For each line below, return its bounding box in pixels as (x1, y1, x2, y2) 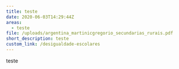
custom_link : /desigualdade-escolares (6, 42, 100, 47)
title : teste (6, 8, 38, 15)
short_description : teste (6, 36, 69, 42)
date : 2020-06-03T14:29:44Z (6, 14, 75, 20)
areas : (6, 19, 22, 25)
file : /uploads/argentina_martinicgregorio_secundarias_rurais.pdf (6, 30, 174, 36)
